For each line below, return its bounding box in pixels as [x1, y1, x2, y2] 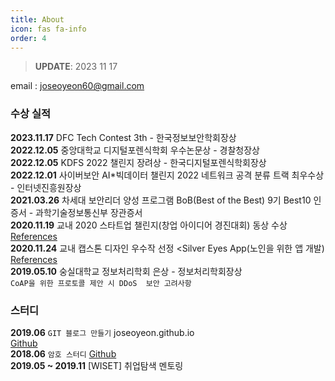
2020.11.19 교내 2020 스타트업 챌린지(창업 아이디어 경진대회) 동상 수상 [10, 219, 288, 231]
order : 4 [10, 33, 47, 43]
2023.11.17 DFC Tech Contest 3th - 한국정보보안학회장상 [10, 131, 237, 143]
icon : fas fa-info [10, 24, 87, 34]
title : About [10, 14, 65, 25]
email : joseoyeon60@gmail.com [10, 80, 145, 92]
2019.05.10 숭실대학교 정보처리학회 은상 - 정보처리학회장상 [10, 265, 243, 277]
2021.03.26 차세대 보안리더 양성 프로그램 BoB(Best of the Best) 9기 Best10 [10, 194, 312, 206]
